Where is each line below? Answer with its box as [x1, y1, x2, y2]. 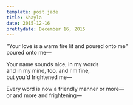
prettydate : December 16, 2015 [6, 25, 86, 32]
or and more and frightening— [6, 92, 82, 99]
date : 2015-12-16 [6, 20, 50, 26]
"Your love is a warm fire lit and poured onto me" [6, 42, 129, 50]
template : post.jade [6, 8, 59, 15]
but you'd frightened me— [6, 73, 72, 81]
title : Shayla [6, 15, 43, 21]
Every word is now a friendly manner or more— [6, 86, 124, 93]
